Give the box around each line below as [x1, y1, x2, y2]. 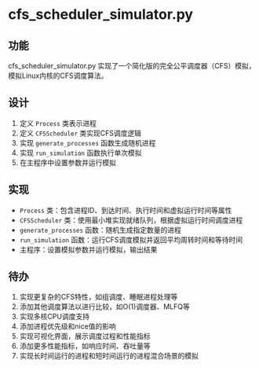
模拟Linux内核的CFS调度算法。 [8, 71, 108, 80]
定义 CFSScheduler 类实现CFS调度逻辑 [19, 128, 142, 138]
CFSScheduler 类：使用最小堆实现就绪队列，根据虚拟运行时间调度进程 [19, 215, 243, 225]
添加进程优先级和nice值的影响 [19, 322, 116, 331]
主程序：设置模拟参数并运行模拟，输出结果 [19, 245, 158, 254]
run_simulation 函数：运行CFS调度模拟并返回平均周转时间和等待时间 [19, 234, 243, 245]
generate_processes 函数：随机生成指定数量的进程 [19, 225, 182, 234]
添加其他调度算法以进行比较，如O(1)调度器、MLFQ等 [19, 302, 190, 311]
